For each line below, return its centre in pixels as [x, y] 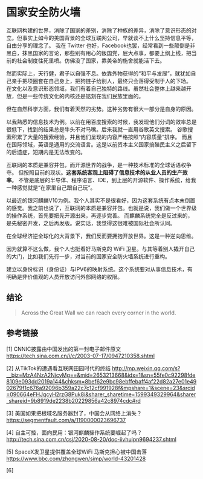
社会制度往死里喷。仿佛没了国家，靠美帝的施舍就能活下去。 [91, 60]
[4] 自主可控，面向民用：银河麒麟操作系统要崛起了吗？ [74, 432]
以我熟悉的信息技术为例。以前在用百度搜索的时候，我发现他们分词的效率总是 [101, 122]
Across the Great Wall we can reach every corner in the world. [98, 313]
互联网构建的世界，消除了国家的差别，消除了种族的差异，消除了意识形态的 [99, 30]
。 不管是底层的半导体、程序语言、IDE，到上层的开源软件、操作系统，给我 [104, 180]
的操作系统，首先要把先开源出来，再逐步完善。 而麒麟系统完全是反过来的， [100, 215]
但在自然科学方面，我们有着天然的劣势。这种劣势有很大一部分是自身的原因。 [101, 109]
